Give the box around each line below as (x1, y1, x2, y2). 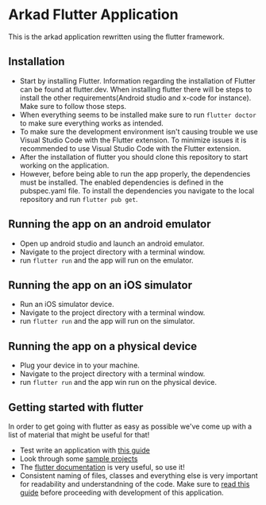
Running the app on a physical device (8, 340, 198, 353)
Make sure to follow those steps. (19, 101, 127, 111)
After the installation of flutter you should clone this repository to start (19, 152, 249, 161)
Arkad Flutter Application (8, 6, 179, 24)
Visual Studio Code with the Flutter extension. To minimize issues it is (19, 135, 247, 145)
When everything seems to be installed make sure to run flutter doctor (19, 110, 256, 119)
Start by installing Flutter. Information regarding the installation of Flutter (19, 76, 256, 85)
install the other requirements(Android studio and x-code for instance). (19, 93, 252, 103)
